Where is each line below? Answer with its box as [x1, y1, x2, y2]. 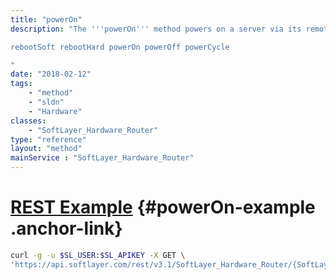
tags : [10, 79, 33, 89]
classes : [10, 116, 47, 126]
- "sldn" [28, 97, 65, 107]
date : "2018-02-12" [10, 69, 92, 80]
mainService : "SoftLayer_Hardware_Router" [10, 153, 195, 163]
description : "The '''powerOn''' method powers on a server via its [10, 24, 302, 34]
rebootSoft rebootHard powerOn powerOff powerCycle [10, 42, 230, 52]
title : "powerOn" [10, 14, 83, 25]
